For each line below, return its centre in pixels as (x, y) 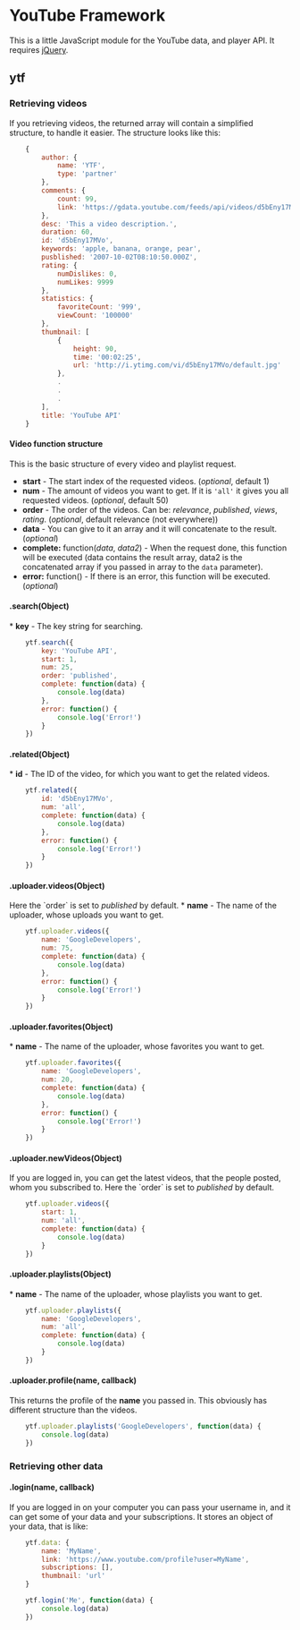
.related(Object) (40, 754)
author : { (59, 158)
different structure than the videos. (73, 1410)
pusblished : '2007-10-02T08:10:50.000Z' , (120, 257)
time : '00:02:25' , (107, 357)
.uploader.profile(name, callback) (73, 1380)
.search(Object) (39, 606)
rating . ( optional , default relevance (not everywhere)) (120, 519)
